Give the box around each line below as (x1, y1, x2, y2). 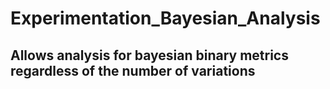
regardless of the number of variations (10, 62, 256, 79)
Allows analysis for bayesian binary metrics (10, 47, 289, 64)
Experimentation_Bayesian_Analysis (10, 7, 321, 30)
